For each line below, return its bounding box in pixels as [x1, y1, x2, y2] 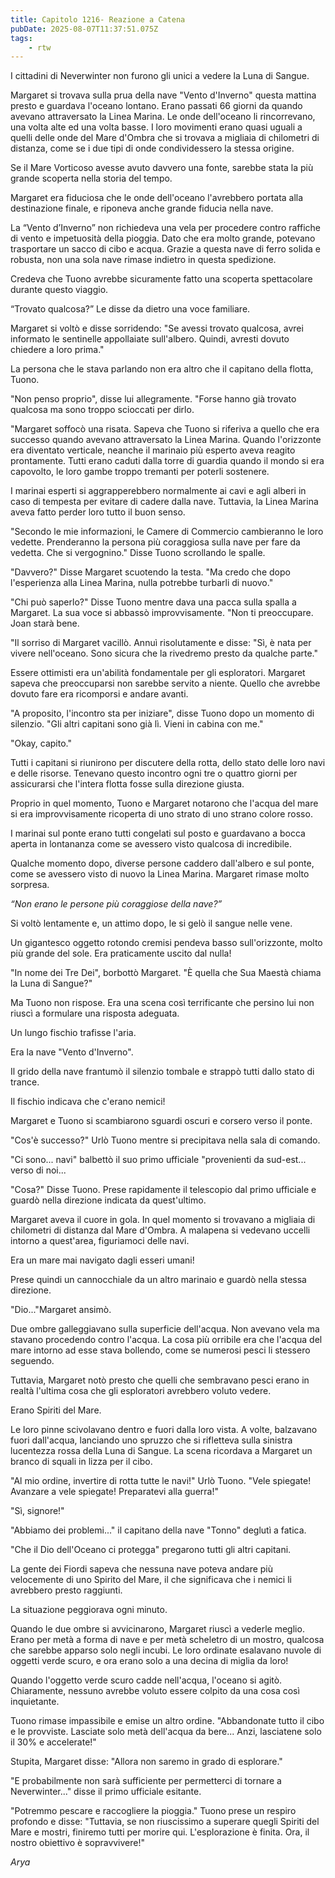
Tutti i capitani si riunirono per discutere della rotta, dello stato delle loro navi [10, 757, 326, 769]
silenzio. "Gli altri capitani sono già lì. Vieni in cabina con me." [10, 718, 264, 730]
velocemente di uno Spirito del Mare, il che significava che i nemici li [10, 1574, 292, 1586]
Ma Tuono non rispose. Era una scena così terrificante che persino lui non [10, 997, 315, 1009]
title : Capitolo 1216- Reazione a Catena [10, 14, 186, 25]
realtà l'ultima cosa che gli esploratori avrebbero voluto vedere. [10, 1385, 272, 1397]
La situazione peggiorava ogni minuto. [10, 1604, 168, 1616]
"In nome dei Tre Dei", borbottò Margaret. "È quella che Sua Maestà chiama [10, 967, 322, 979]
